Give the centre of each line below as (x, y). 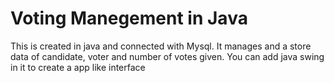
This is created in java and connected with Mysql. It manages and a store (161, 46)
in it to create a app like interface (78, 67)
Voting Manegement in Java (129, 18)
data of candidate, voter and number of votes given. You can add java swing (167, 56)
